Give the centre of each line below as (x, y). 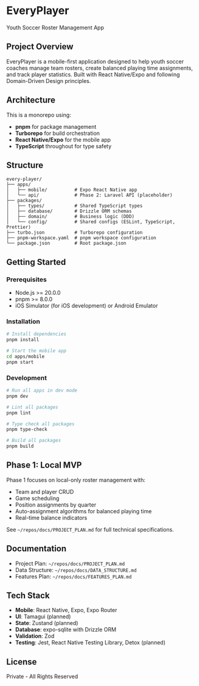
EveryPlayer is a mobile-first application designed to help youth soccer (95, 61)
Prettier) (19, 227)
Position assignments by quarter (55, 505)
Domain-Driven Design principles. (49, 81)
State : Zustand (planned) (47, 623)
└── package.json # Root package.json (66, 244)
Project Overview (40, 47)
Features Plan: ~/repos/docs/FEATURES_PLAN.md (73, 576)
